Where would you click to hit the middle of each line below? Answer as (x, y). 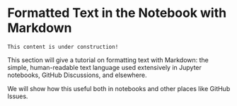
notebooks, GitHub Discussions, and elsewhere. (77, 75)
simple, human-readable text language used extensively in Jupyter (104, 67)
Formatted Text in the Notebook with (117, 13)
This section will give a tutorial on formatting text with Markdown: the (108, 60)
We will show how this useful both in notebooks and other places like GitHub (119, 88)
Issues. (18, 96)
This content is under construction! (63, 47)
